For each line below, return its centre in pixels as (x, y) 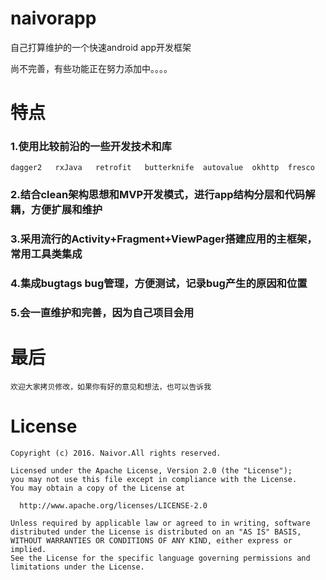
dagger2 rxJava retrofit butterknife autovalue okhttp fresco (162, 168)
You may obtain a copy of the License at (98, 488)
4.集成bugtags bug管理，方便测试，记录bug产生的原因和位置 (159, 284)
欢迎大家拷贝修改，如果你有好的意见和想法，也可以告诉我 (111, 387)
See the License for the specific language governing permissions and (160, 558)
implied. (28, 549)
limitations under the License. (77, 567)
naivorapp (53, 18)
